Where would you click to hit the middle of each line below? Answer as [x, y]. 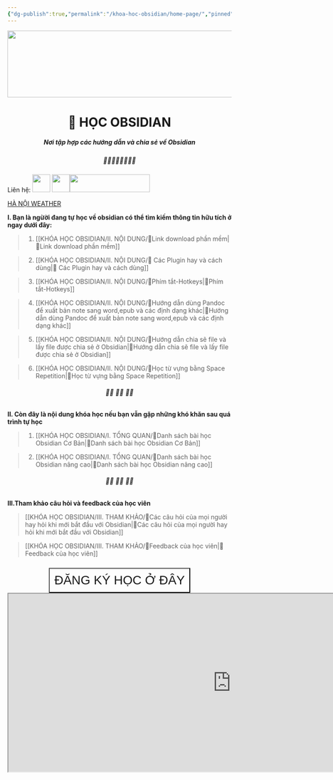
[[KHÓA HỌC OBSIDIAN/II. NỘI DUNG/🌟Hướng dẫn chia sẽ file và [131, 340]
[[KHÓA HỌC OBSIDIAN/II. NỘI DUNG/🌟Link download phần [123, 239]
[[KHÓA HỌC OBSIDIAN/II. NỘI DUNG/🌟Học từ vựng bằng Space [130, 368]
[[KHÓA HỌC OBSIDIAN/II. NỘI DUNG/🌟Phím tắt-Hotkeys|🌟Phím [129, 281]
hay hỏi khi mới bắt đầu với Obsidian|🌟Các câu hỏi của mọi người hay [126, 524]
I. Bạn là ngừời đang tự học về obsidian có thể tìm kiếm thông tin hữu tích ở [120, 217]
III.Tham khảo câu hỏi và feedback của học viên [79, 503]
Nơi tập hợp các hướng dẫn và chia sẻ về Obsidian [120, 142]
